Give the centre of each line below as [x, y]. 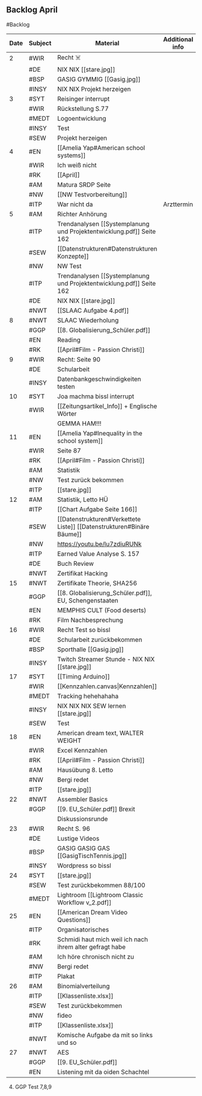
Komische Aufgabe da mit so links [105, 1035]
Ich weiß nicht [77, 165]
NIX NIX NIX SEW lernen [91, 706]
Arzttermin [178, 204]
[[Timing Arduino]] [83, 676]
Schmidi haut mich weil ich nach [103, 939]
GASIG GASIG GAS [83, 848]
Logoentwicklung [81, 118]
